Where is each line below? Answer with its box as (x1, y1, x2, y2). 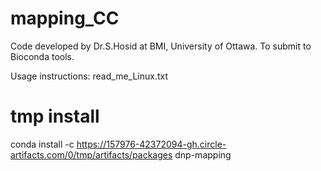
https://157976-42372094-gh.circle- (76, 138, 227, 150)
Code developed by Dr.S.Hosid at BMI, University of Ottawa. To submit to (10, 40, 312, 52)
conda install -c (10, 138, 75, 150)
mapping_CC (10, 7, 120, 30)
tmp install (10, 105, 100, 128)
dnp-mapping (174, 148, 232, 161)
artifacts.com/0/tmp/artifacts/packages (10, 148, 173, 161)
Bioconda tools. (10, 50, 75, 62)
